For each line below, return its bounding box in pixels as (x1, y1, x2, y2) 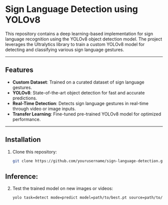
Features (5, 66, 33, 74)
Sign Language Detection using (5, 3, 138, 15)
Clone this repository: (12, 148, 57, 154)
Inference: (5, 172, 38, 180)
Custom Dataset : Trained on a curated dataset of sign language (12, 79, 144, 85)
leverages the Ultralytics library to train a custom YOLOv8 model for (5, 41, 145, 47)
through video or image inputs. (12, 105, 76, 111)
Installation (5, 135, 41, 144)
